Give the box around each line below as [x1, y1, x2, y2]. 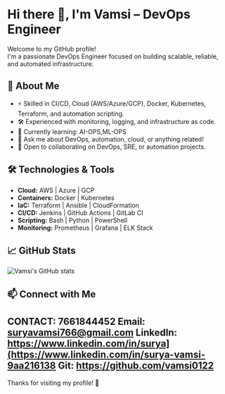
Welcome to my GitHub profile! [7, 44, 96, 53]
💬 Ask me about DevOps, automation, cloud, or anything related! [17, 135, 204, 143]
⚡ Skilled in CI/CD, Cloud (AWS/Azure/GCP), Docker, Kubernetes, [17, 99, 206, 108]
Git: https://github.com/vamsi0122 [58, 359, 214, 372]
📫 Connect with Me [7, 288, 96, 300]
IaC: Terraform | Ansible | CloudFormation [17, 201, 139, 209]
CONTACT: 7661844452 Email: [7, 316, 146, 328]
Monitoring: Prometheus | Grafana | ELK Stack [17, 223, 153, 232]
